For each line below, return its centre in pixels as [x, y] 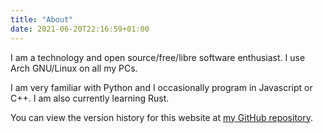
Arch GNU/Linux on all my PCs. [74, 68]
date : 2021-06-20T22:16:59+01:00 [80, 29]
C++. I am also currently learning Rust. [90, 98]
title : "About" [42, 19]
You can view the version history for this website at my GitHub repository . [162, 117]
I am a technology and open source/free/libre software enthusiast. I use [158, 57]
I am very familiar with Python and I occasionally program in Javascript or [161, 87]
